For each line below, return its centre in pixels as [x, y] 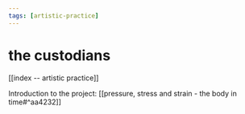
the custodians [60, 55]
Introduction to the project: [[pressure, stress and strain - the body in [123, 93]
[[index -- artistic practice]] [54, 78]
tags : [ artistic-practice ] [54, 16]
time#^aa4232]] [35, 102]
